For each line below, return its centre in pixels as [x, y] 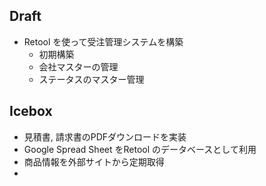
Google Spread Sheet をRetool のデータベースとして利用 [140, 149]
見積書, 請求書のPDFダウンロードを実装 [105, 136]
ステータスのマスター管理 [91, 79]
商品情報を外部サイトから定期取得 [94, 161]
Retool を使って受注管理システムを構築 [103, 41]
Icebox [31, 111]
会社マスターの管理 [78, 66]
